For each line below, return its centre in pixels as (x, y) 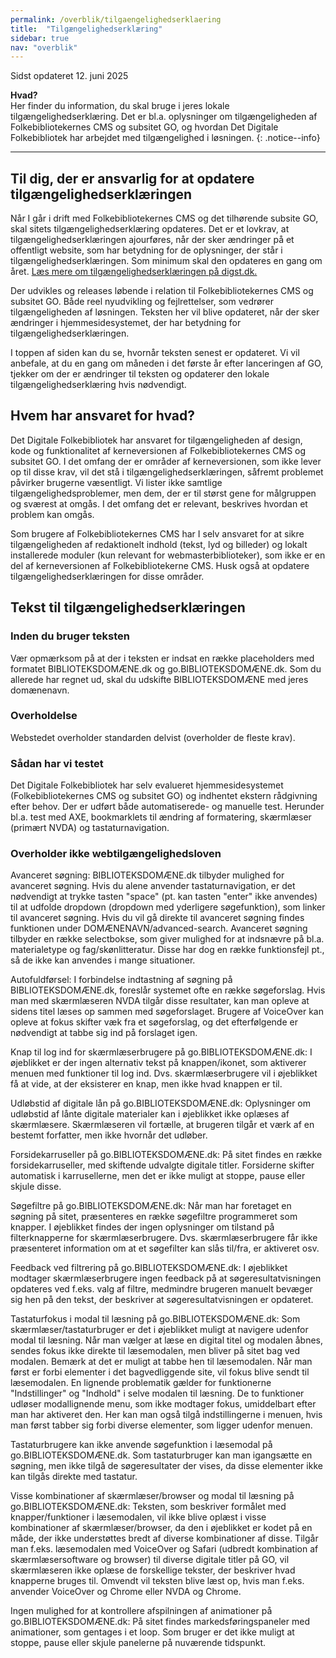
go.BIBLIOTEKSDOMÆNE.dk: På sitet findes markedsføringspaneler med (160, 1622)
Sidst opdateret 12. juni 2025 (69, 76)
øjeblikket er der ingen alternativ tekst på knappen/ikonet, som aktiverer (158, 1063)
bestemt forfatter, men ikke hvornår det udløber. (109, 1135)
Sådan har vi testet (57, 763)
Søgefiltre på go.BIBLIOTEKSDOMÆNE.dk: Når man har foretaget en (151, 1206)
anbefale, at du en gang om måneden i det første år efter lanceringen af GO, (167, 363)
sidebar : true (40, 38)
